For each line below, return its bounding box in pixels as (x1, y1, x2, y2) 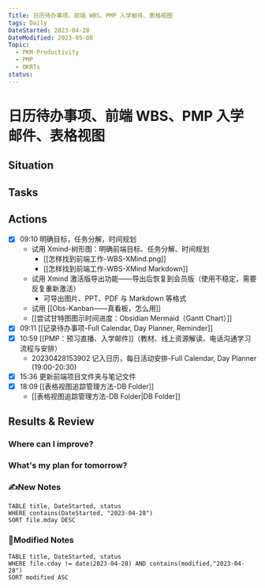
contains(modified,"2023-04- (149, 560, 245, 567)
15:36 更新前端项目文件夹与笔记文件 (19, 371, 136, 381)
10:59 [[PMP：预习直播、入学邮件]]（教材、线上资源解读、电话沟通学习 (19, 333, 252, 343)
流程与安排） (19, 343, 62, 353)
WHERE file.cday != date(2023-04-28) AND (8, 560, 147, 567)
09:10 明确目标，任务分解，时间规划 (19, 234, 136, 244)
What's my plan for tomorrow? (8, 460, 128, 471)
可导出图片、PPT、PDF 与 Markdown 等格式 (43, 294, 187, 303)
